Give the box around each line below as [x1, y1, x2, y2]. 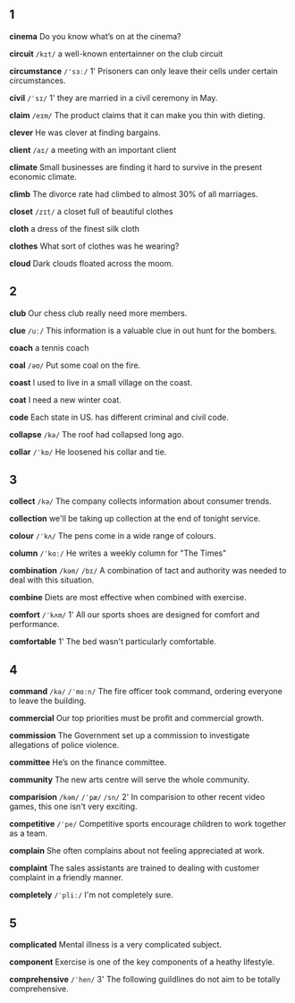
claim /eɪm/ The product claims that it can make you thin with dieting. [9, 109, 265, 120]
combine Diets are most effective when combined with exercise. [9, 592, 248, 603]
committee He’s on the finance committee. [9, 757, 167, 768]
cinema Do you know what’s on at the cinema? [9, 30, 181, 41]
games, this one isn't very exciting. [9, 801, 138, 812]
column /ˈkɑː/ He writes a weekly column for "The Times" [9, 548, 227, 558]
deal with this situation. [9, 574, 95, 585]
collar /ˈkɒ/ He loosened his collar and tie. [9, 446, 167, 457]
